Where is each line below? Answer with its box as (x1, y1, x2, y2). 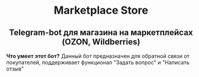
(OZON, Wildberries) (61, 36, 141, 47)
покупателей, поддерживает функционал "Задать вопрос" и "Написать (6, 59, 190, 66)
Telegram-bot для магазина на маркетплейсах (8, 27, 194, 38)
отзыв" (6, 65, 24, 72)
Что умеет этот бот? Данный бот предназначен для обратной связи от (6, 53, 190, 60)
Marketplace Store (54, 4, 148, 17)
